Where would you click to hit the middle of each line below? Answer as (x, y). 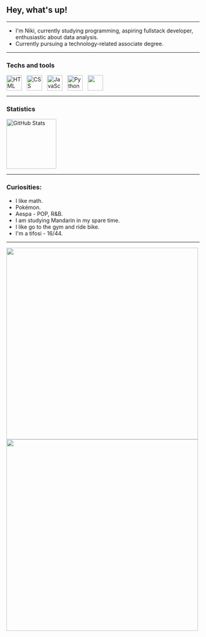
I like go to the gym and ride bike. (57, 227)
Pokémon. (28, 207)
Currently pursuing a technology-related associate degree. (89, 44)
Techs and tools (31, 65)
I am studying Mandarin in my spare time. (67, 220)
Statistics (21, 109)
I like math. (29, 200)
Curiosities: (24, 188)
